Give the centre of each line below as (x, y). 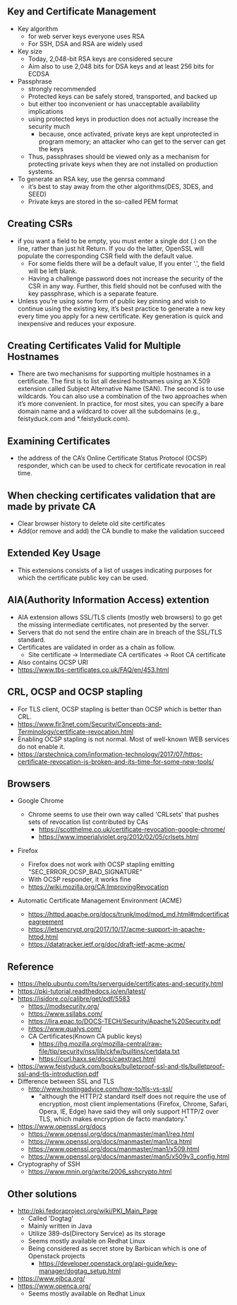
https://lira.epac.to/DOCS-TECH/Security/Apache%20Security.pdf (124, 1021)
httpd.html (43, 937)
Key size (30, 51)
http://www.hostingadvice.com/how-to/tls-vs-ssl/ (100, 1089)
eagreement (45, 922)
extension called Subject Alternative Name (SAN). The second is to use (121, 389)
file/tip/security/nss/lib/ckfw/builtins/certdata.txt (109, 1051)
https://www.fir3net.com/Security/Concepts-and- (90, 724)
